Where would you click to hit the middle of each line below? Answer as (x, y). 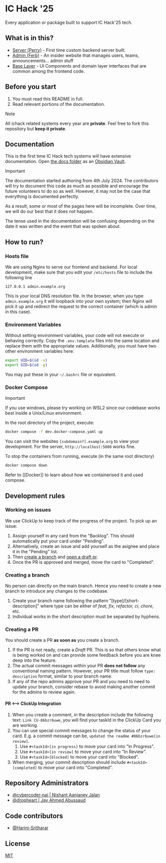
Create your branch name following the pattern (60, 601)
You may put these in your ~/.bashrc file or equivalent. (61, 375)
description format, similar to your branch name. (62, 676)
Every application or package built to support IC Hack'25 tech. (69, 22)
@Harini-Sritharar (30, 828)
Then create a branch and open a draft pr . (55, 557)
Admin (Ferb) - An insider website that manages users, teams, (76, 55)
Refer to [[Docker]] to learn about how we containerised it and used (74, 475)
